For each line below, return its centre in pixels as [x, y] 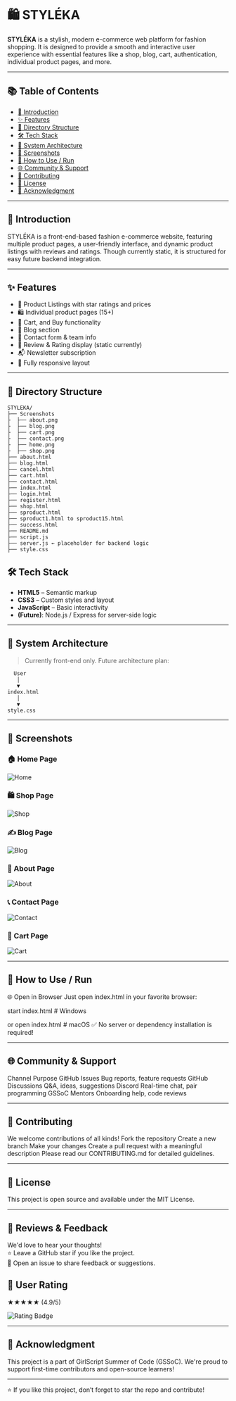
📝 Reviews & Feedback [58, 1228]
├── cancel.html [31, 470]
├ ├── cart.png [31, 433]
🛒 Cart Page [28, 936]
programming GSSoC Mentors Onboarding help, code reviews [97, 1093]
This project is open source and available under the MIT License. [101, 1200]
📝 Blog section [38, 330]
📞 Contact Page [33, 902]
